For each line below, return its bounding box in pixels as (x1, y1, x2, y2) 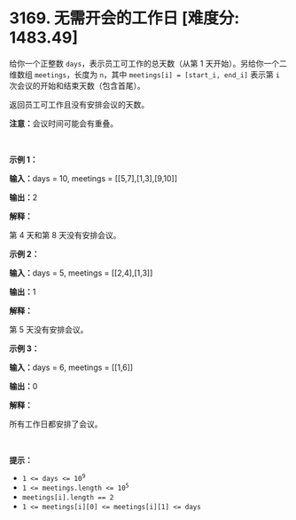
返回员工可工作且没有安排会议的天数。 (9, 99, 149, 109)
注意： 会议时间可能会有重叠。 (9, 117, 118, 129)
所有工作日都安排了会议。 (9, 419, 103, 429)
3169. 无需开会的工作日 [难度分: (9, 8, 240, 28)
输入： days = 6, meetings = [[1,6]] (9, 362, 134, 372)
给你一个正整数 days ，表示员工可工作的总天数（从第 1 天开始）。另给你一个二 (9, 58, 288, 68)
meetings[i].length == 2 (21, 492, 114, 502)
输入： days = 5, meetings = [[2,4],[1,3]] (9, 268, 153, 278)
